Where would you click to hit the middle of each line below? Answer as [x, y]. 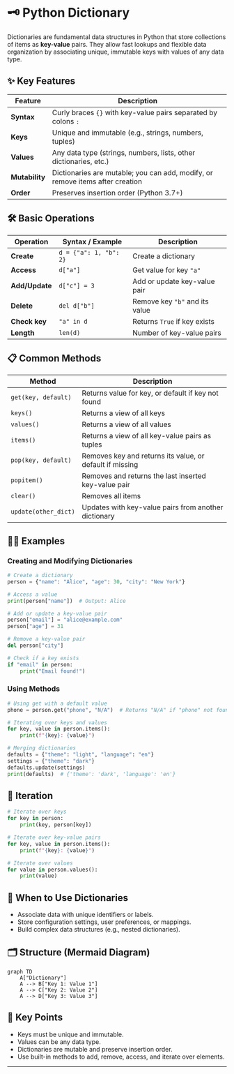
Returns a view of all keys [124, 413]
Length [23, 333]
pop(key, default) [41, 460]
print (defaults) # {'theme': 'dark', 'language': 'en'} [92, 774]
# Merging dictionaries [42, 748]
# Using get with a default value [57, 703]
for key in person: [36, 819]
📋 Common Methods [54, 358]
